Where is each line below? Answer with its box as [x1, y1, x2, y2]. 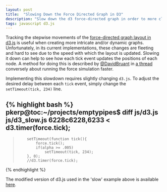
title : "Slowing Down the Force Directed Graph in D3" [5, 12, 123, 17]
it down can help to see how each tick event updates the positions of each [5, 55, 158, 62]
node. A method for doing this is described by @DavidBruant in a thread [5, 61, 153, 67]
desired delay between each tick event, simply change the [5, 81, 126, 87]
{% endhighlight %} [5, 167, 46, 173]
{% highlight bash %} [5, 100, 74, 109]
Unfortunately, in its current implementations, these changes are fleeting [5, 45, 154, 51]
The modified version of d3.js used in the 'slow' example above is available [5, 176, 159, 183]
